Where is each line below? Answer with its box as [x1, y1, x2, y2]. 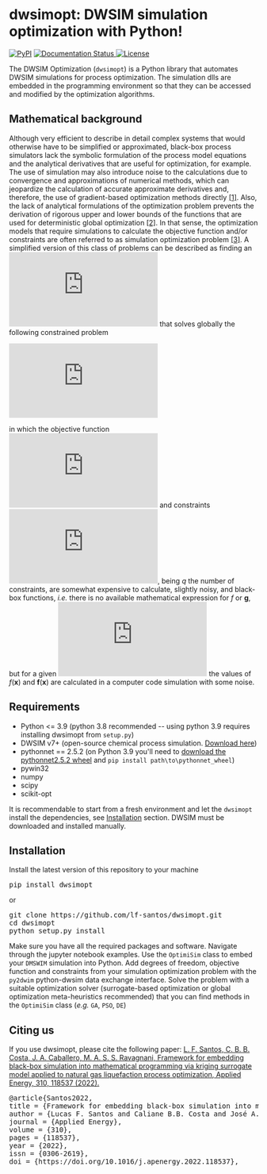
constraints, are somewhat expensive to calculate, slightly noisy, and [9, 584, 233, 594]
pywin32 [20, 764, 50, 773]
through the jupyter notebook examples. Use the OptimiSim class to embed [9, 950, 253, 960]
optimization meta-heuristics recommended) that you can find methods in [9, 992, 250, 1002]
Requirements [9, 700, 80, 714]
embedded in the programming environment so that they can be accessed [9, 81, 252, 90]
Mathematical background [9, 113, 143, 126]
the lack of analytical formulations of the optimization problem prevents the [9, 201, 254, 210]
